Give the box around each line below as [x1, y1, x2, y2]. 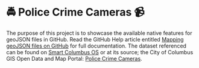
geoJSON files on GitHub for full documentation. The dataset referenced [6, 42, 187, 49]
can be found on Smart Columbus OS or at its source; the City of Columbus [6, 48, 194, 55]
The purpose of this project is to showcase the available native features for [6, 29, 192, 37]
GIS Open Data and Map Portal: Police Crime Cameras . [6, 55, 143, 62]
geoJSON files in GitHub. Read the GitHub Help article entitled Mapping [6, 36, 184, 43]
